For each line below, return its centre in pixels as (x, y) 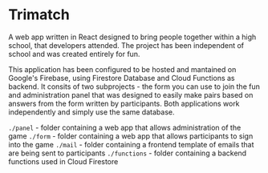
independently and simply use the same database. (91, 112)
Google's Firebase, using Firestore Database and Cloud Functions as (122, 78)
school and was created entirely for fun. (74, 54)
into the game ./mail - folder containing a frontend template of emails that (131, 144)
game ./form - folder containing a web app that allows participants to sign (131, 136)
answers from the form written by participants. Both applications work (124, 103)
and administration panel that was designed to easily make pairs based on (131, 95)
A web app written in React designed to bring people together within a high (132, 37)
